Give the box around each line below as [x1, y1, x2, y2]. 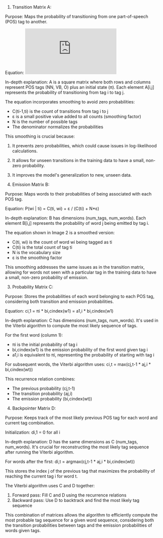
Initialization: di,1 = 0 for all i [5, 429, 60, 435]
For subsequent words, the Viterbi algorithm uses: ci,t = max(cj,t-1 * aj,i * [5, 361, 151, 367]
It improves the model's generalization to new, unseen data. [12, 172, 132, 178]
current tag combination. [5, 420, 55, 426]
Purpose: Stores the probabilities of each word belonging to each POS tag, [5, 294, 155, 299]
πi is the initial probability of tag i [12, 341, 78, 347]
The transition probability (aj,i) [12, 391, 73, 397]
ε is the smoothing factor [12, 255, 62, 260]
